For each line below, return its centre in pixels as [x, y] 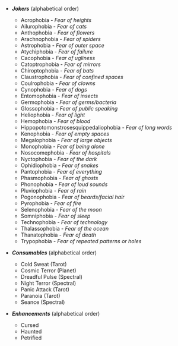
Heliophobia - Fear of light [53, 115]
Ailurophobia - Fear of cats [54, 26]
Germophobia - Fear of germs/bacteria [69, 102]
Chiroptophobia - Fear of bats [57, 70]
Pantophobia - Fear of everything [61, 172]
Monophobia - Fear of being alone [63, 146]
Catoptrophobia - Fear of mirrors [61, 64]
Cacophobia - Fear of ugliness [58, 58]
